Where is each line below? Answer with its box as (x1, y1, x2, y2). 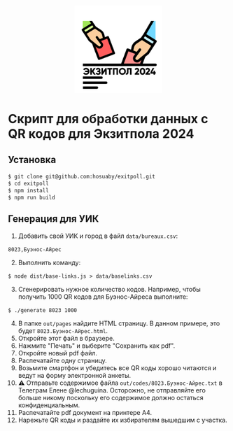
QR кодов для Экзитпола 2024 (8, 126, 195, 142)
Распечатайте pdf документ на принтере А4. (17, 408, 153, 416)
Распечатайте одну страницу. (17, 356, 107, 365)
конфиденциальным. (17, 401, 80, 409)
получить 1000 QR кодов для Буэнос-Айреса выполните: (17, 292, 188, 301)
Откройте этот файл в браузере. (17, 334, 115, 342)
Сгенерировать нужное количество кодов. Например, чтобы (17, 285, 202, 293)
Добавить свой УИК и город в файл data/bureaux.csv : (17, 232, 178, 240)
